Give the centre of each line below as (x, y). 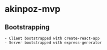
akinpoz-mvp (33, 9)
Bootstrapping (27, 27)
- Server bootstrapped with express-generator (53, 43)
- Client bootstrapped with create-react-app (52, 38)
